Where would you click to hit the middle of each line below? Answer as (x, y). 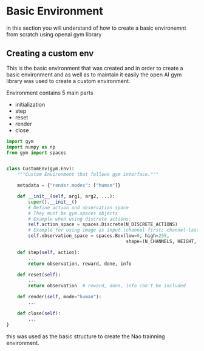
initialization (30, 104)
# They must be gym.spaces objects (73, 213)
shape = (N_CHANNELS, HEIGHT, (161, 241)
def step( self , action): (49, 252)
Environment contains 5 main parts (50, 93)
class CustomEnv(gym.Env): (40, 169)
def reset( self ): (39, 275)
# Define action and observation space (79, 207)
